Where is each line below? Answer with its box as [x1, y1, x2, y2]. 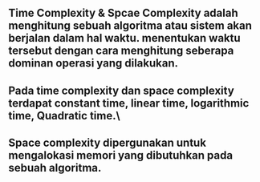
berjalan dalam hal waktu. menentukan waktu [8, 31, 241, 45]
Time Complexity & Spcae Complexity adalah [8, 6, 238, 20]
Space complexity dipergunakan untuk [8, 136, 207, 150]
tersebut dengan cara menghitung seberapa [8, 44, 234, 58]
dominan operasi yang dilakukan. [8, 56, 179, 71]
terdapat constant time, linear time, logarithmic [8, 96, 250, 110]
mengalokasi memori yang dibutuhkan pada [8, 148, 234, 163]
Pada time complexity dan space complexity [8, 83, 234, 97]
